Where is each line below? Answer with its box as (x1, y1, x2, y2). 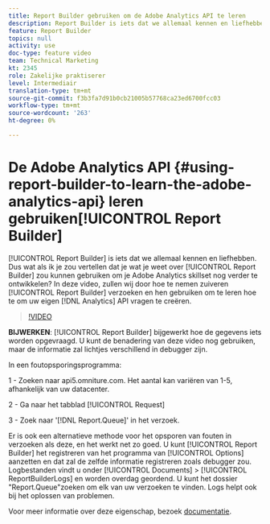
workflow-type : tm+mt (8, 101, 81, 109)
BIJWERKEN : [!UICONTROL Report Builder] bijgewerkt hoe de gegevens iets (8, 327, 262, 336)
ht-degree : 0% (8, 117, 56, 125)
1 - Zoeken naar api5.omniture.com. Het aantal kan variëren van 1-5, (8, 375, 233, 385)
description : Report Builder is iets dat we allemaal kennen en (8, 19, 228, 27)
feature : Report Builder (8, 27, 92, 35)
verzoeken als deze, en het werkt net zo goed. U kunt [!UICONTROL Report (8, 439, 258, 449)
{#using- (174, 159, 235, 177)
